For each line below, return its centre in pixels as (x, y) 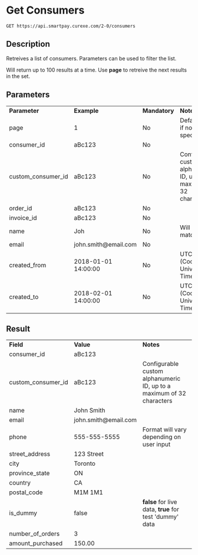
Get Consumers (45, 10)
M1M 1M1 (88, 492)
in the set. (18, 76)
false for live (160, 502)
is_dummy (23, 513)
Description (28, 44)
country (20, 483)
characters (157, 401)
